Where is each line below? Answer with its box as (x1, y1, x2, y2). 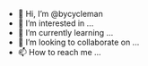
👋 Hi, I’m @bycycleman (17, 9, 103, 19)
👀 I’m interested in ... (17, 18, 94, 29)
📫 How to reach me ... (17, 47, 101, 57)
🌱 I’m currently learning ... (17, 28, 114, 37)
